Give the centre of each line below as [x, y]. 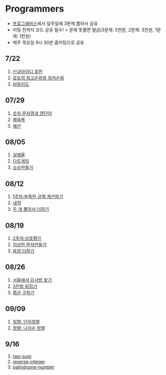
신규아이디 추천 [27, 71]
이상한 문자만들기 [30, 244]
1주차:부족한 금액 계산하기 [38, 197]
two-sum [22, 356]
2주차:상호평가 [27, 238]
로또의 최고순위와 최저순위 [38, 78]
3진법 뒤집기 [25, 286]
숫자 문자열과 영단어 [32, 113]
